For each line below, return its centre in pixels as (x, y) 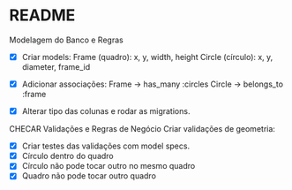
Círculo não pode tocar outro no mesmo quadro (109, 166)
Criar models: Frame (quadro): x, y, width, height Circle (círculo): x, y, (147, 57)
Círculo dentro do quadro (68, 156)
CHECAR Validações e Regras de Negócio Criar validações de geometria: (142, 129)
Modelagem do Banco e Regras (66, 40)
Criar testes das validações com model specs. (106, 146)
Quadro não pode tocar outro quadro (89, 176)
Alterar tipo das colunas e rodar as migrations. (106, 111)
